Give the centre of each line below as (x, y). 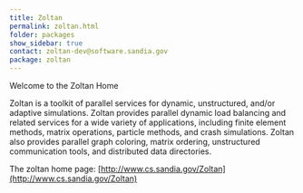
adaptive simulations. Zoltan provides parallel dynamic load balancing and (148, 113)
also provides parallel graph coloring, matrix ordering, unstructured (135, 142)
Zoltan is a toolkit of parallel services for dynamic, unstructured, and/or (142, 103)
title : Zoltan (36, 18)
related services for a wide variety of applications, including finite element (148, 122)
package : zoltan (40, 60)
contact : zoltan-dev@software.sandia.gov (89, 52)
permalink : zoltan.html (54, 26)
